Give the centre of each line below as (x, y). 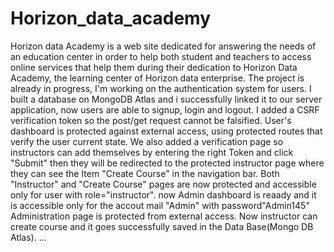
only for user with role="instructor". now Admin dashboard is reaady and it (163, 194)
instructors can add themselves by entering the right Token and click (152, 152)
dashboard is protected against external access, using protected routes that (166, 131)
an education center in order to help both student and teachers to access (161, 56)
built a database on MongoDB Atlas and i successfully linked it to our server (166, 99)
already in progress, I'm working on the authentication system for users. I (161, 88)
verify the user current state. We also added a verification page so (147, 141)
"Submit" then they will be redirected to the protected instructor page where (167, 163)
